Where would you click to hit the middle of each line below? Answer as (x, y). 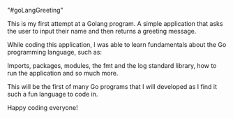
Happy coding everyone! (43, 107)
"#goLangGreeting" (36, 10)
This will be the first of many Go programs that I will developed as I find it (112, 86)
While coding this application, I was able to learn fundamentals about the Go (117, 44)
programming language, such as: (55, 52)
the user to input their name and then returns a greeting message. (102, 31)
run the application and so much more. (63, 73)
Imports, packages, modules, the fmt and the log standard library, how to (112, 65)
